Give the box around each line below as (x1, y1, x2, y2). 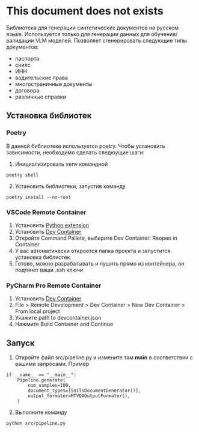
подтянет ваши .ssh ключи (14, 266, 83, 273)
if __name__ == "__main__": (6, 372, 77, 378)
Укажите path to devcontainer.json (14, 314, 102, 321)
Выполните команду (14, 409, 67, 416)
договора (14, 87, 40, 94)
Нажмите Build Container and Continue (14, 320, 114, 328)
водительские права (14, 74, 68, 81)
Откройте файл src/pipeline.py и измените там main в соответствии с (14, 354, 194, 361)
